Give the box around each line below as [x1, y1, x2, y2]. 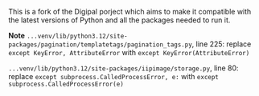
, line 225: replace [191, 39, 252, 49]
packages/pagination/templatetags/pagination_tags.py [8, 41, 193, 49]
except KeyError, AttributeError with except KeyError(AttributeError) [8, 48, 250, 57]
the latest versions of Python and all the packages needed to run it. [8, 15, 231, 25]
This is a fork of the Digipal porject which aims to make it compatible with [8, 7, 252, 16]
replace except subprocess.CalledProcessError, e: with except [8, 72, 220, 81]
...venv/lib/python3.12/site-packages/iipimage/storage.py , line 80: [8, 63, 239, 73]
